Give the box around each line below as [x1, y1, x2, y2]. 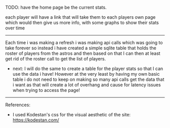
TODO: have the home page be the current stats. [5, 5, 107, 10]
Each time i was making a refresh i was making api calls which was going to [5, 40, 163, 45]
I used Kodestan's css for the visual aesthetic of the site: [12, 112, 131, 117]
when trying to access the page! [12, 87, 80, 93]
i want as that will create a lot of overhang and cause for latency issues [12, 82, 161, 88]
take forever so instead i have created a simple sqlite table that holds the [5, 45, 157, 51]
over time [5, 25, 25, 31]
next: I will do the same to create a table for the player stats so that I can [12, 66, 163, 72]
